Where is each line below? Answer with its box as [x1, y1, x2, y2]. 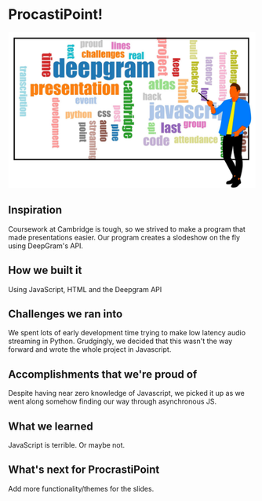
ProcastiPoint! [8, 5, 104, 24]
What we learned [8, 419, 93, 433]
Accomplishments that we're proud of [8, 368, 198, 381]
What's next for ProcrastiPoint [8, 463, 160, 477]
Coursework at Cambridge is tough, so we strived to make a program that [8, 224, 246, 233]
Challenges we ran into [8, 307, 123, 320]
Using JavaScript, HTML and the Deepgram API [8, 284, 162, 294]
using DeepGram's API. [8, 241, 84, 251]
